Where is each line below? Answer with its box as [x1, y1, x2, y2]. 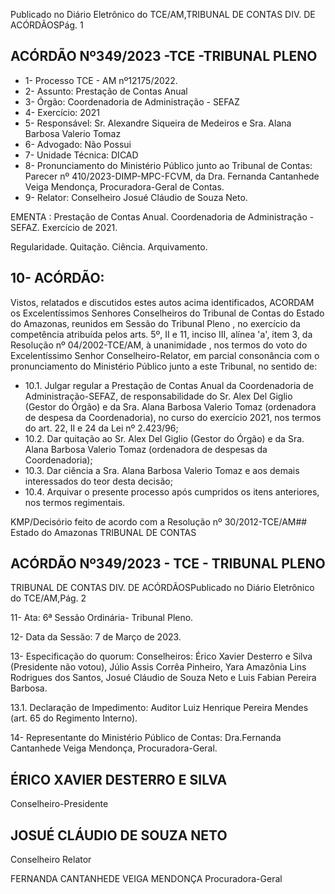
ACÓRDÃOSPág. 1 [10, 19, 84, 31]
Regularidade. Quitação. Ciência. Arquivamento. [10, 240, 208, 253]
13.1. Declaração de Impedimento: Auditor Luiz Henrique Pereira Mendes [10, 702, 309, 714]
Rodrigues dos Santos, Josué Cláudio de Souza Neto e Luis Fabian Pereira [10, 672, 317, 684]
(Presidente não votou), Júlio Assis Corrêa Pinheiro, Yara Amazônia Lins [10, 661, 307, 673]
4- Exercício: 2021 [24, 106, 100, 118]
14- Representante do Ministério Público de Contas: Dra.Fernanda [10, 732, 282, 744]
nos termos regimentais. [24, 496, 126, 508]
